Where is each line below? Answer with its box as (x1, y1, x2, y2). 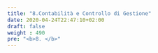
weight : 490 (7, 29, 45, 36)
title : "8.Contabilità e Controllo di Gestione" (7, 10, 152, 17)
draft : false (7, 23, 45, 30)
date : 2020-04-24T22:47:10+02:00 (7, 17, 105, 23)
